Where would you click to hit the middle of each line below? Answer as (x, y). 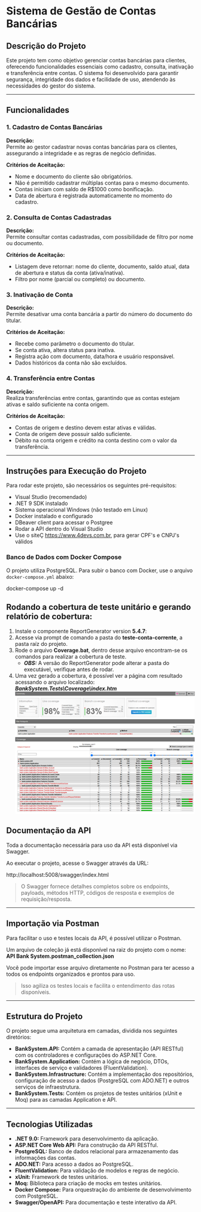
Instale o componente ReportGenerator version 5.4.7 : (81, 631)
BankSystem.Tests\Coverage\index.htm (66, 688)
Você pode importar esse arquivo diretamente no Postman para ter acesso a (100, 967)
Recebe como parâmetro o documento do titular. (75, 344)
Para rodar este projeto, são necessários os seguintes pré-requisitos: (92, 485)
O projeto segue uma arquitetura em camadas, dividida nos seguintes (92, 1031)
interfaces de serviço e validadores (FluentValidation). (81, 1068)
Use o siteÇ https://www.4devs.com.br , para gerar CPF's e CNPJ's (97, 536)
